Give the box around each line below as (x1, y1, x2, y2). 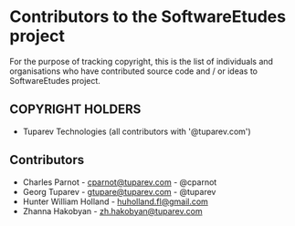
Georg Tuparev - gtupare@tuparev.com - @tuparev (22, 186, 216, 197)
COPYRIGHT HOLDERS (9, 102, 142, 118)
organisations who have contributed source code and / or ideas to (9, 66, 258, 77)
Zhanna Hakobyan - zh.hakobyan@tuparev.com (22, 205, 203, 216)
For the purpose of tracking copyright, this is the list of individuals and (9, 56, 274, 67)
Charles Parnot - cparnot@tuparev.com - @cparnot (22, 176, 217, 188)
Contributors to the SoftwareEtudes (9, 6, 286, 27)
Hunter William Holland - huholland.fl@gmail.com (22, 196, 208, 207)
